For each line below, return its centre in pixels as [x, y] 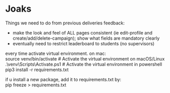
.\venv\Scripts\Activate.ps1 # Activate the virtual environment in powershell [84, 64]
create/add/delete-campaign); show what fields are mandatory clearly [86, 38]
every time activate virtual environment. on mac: [56, 53]
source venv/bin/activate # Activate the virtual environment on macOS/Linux [85, 58]
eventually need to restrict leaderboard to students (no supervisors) [83, 43]
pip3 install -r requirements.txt [37, 70]
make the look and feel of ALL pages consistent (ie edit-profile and [82, 33]
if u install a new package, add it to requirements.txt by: [63, 79]
